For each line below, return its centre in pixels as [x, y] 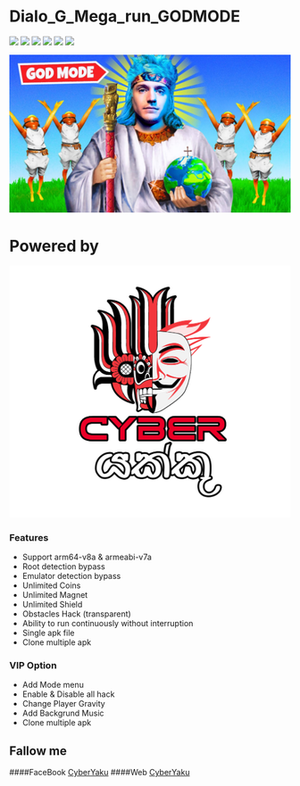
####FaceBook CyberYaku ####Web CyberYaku [100, 773]
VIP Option [33, 665]
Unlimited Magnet [55, 595]
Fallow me [38, 751]
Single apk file [48, 633]
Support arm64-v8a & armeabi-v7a [87, 557]
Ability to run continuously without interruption [108, 623]
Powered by [54, 246]
